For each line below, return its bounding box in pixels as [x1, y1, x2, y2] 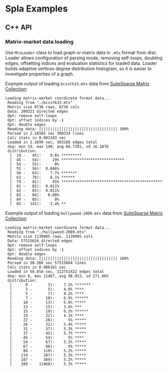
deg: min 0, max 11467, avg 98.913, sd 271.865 [7, 273, 109, 279]
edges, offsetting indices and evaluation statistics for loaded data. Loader [5, 60, 157, 66]
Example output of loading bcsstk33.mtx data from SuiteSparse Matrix [5, 80, 149, 86]
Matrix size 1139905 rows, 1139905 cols [7, 234, 93, 239]
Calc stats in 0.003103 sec [7, 135, 66, 140]
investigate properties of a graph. [5, 71, 74, 77]
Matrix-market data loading [5, 38, 74, 45]
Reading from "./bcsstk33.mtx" [7, 100, 73, 105]
